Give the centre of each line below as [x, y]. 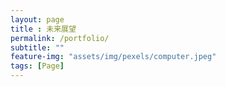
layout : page [37, 19]
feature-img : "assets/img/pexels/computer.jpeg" [113, 57]
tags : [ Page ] [37, 66]
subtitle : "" [37, 47]
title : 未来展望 [43, 29]
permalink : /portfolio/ [60, 38]
